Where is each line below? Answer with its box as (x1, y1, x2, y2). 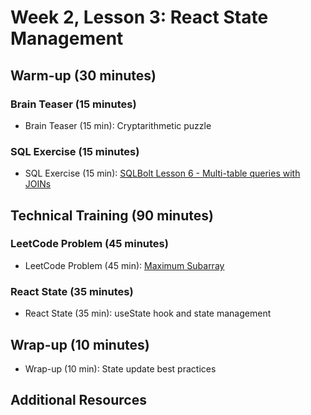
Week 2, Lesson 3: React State (10, 6, 269, 29)
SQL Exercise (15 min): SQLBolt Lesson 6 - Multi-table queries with (24, 167, 301, 180)
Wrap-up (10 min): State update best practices (24, 362, 217, 375)
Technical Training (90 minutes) (10, 207, 214, 224)
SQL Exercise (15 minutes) (10, 144, 140, 158)
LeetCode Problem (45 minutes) (10, 237, 169, 251)
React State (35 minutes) (10, 284, 134, 298)
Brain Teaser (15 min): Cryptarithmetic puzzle (24, 119, 212, 131)
